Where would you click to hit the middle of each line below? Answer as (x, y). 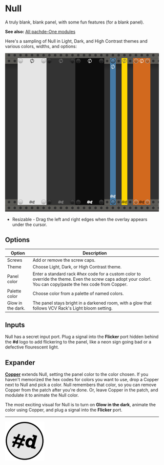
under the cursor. (30, 224)
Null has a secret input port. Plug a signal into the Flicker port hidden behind (82, 337)
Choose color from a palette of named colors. (78, 294)
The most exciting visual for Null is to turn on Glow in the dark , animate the (81, 405)
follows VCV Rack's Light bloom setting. (72, 308)
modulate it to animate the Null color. (42, 395)
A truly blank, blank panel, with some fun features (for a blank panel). (75, 22)
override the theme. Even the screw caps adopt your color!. (92, 279)
